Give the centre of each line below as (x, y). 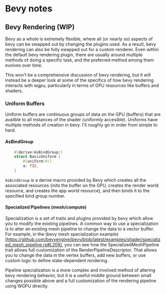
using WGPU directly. (27, 286)
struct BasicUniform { (37, 157)
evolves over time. (24, 65)
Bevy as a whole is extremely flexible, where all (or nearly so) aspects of (79, 39)
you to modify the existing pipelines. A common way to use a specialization (82, 223)
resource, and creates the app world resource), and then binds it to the (78, 190)
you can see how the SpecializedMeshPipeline (112, 245)
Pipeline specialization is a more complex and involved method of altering (80, 270)
